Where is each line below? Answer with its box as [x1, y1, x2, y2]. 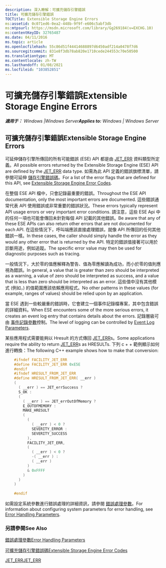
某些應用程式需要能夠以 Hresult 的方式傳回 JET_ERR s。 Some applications [5, 335, 155, 341]
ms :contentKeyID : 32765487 [5, 30, 61, 35]
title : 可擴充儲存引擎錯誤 [5, 12, 54, 17]
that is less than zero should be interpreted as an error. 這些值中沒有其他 [5, 278, 153, 284]
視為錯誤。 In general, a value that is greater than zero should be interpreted [5, 267, 160, 273]
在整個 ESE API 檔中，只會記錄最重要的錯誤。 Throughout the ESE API [5, 190, 147, 196]
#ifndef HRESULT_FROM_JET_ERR [14, 371, 77, 376]
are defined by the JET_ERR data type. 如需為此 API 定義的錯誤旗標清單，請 [5, 168, 159, 174]
